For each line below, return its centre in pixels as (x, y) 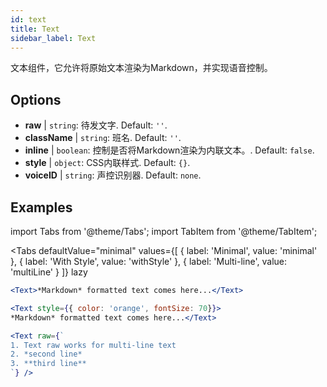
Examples (41, 207)
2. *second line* (46, 354)
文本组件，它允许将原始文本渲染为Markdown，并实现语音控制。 (141, 68)
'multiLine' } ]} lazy (49, 272)
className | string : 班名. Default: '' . (103, 138)
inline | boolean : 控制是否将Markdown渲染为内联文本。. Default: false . (169, 150)
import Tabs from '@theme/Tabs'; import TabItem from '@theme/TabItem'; (164, 231)
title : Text (35, 29)
